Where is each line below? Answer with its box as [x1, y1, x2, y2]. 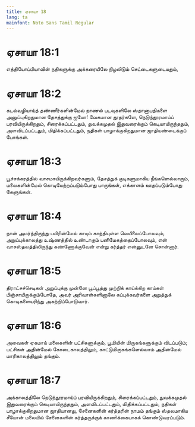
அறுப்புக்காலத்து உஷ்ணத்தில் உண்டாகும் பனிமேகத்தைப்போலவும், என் [6, 236, 168, 244]
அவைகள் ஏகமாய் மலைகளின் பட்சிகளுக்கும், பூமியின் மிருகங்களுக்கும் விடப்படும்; [6, 339, 188, 346]
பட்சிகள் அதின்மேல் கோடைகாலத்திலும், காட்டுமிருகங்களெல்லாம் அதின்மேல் [6, 346, 182, 353]
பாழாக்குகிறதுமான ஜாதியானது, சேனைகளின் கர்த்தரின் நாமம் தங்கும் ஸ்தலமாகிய [6, 407, 188, 414]
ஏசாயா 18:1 [6, 45, 59, 59]
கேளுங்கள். [6, 188, 32, 195]
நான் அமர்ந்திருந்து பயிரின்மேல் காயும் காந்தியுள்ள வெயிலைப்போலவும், [6, 230, 165, 237]
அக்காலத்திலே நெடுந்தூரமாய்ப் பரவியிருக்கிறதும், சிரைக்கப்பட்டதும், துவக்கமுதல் [6, 394, 187, 401]
